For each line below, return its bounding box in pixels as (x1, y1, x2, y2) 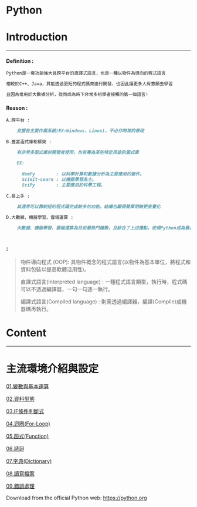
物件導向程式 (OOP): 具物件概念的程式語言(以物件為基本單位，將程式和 (20, 259, 191, 266)
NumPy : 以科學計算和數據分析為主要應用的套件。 (21, 171, 145, 177)
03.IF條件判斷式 (6, 408, 45, 415)
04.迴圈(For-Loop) (6, 420, 51, 427)
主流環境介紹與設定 (6, 362, 99, 376)
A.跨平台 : (6, 117, 30, 123)
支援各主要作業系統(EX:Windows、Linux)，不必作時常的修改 (16, 128, 145, 134)
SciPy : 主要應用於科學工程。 (21, 182, 106, 188)
